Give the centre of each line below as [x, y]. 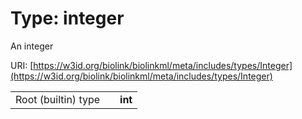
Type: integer [67, 18]
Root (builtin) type [58, 99]
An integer [32, 46]
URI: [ [22, 65]
